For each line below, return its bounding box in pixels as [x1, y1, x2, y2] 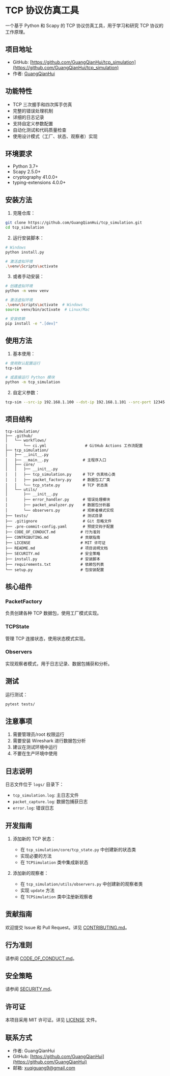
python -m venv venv [5, 288, 49, 293]
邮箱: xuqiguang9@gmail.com [12, 1065, 75, 1071]
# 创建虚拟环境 [5, 284, 33, 289]
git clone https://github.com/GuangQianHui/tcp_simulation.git [5, 220, 143, 226]
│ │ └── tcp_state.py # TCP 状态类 [5, 482, 108, 488]
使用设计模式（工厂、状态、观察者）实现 [12, 133, 98, 139]
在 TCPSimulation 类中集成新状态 [20, 859, 89, 865]
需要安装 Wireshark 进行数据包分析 [12, 738, 86, 744]
